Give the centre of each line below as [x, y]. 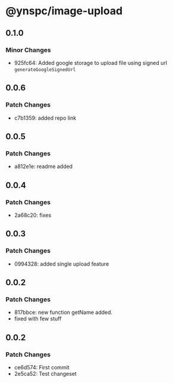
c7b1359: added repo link [45, 118]
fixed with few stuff [38, 319]
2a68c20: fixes [33, 215]
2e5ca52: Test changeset [45, 374]
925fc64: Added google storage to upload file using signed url [91, 63]
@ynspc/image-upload [64, 11]
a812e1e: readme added [43, 166]
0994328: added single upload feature [62, 264]
